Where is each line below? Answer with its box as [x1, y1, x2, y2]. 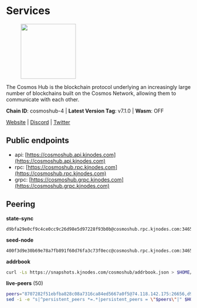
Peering [6, 199, 36, 209]
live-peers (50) [6, 280, 43, 287]
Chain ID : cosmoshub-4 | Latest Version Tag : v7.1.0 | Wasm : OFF [6, 107, 164, 114]
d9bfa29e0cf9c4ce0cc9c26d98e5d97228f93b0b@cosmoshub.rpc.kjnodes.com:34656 [6, 226, 195, 232]
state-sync [6, 215, 34, 222]
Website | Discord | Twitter [6, 118, 70, 125]
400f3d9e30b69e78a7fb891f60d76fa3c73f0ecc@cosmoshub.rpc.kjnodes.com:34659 [6, 248, 195, 254]
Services [6, 4, 51, 18]
